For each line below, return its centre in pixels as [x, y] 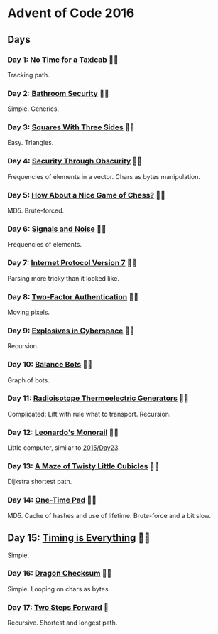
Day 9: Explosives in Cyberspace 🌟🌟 [71, 331]
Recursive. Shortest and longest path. [62, 623]
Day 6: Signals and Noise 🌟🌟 [57, 229]
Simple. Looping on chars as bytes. [59, 589]
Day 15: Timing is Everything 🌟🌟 [79, 538]
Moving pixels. [29, 312]
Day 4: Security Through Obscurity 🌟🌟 [75, 161]
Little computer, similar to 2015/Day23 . [64, 448]
